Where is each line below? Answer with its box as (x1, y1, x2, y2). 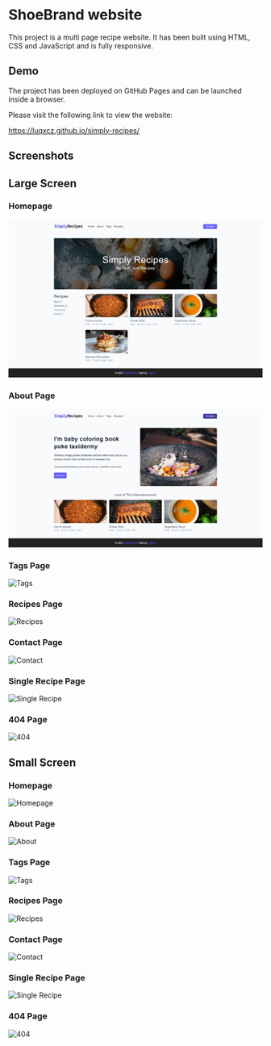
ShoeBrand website (8, 6, 143, 24)
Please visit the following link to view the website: (8, 110, 173, 119)
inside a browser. (8, 94, 66, 104)
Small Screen (8, 755, 77, 769)
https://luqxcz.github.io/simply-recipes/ (8, 125, 140, 135)
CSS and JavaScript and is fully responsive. (8, 40, 153, 50)
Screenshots (8, 149, 74, 163)
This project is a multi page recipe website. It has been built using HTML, (8, 32, 251, 42)
